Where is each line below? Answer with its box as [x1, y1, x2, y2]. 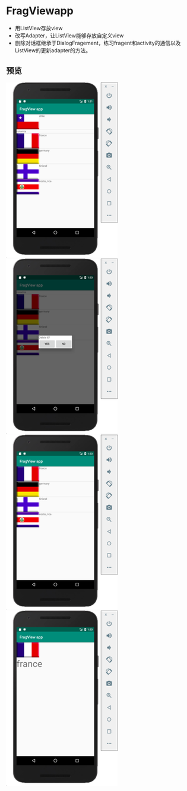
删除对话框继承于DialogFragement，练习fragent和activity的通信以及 [14, 39, 181, 46]
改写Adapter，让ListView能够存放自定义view [14, 31, 124, 39]
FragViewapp [6, 4, 74, 18]
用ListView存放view [14, 24, 63, 31]
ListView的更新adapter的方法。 [14, 46, 91, 54]
